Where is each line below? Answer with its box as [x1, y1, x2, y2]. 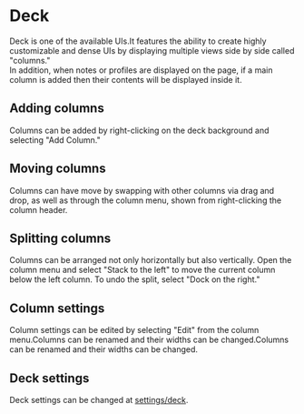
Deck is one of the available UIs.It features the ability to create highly [9, 35, 267, 46]
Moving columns [9, 161, 106, 177]
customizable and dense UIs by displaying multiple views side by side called [9, 45, 295, 56]
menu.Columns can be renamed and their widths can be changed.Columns [9, 334, 289, 346]
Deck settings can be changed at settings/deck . [9, 395, 189, 405]
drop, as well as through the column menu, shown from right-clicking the [9, 195, 282, 206]
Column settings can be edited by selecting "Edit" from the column [9, 325, 260, 336]
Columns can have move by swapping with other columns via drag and [9, 185, 275, 196]
